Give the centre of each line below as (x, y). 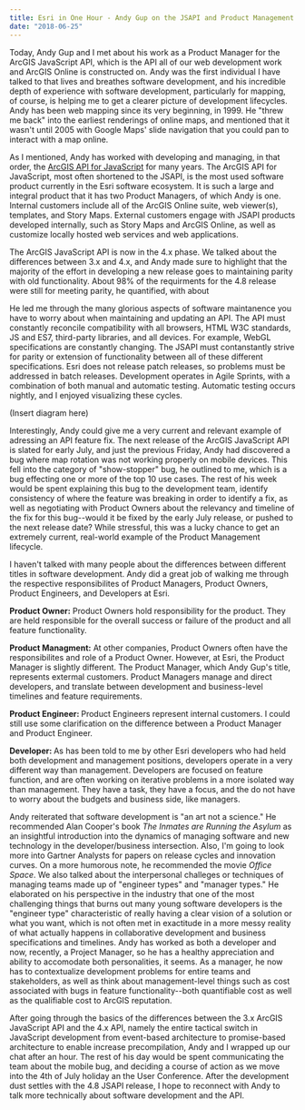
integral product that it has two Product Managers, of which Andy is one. (145, 196)
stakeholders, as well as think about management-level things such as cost (150, 981)
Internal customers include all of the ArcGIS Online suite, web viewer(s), (144, 205)
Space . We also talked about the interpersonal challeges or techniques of (147, 874)
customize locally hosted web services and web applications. (124, 234)
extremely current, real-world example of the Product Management (135, 537)
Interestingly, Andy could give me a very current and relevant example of (146, 430)
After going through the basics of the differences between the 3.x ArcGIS (146, 1018)
